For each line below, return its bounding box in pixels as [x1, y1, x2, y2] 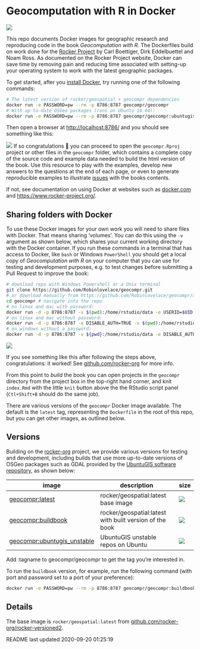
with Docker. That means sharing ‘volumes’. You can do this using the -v [6, 232, 183, 239]
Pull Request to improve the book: [6, 270, 89, 277]
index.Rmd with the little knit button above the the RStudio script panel [6, 384, 179, 391]
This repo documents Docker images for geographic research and [6, 35, 168, 42]
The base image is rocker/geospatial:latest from [6, 617, 130, 625]
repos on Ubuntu [100, 540, 148, 549]
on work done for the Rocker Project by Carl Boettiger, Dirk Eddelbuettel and [6, 48, 193, 55]
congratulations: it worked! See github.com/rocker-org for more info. [6, 360, 174, 367]
